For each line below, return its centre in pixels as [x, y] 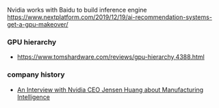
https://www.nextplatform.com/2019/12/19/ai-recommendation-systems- [109, 17]
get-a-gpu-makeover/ [38, 24]
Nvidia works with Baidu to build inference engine [77, 10]
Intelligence [33, 97]
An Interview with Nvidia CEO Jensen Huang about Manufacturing [110, 90]
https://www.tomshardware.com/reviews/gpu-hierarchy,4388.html [111, 57]
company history [36, 75]
